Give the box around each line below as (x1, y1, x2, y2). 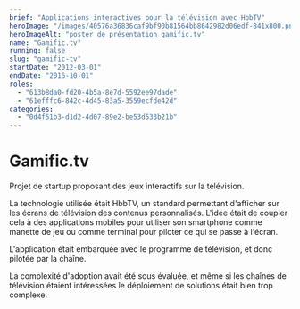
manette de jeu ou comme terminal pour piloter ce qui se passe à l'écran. (9, 227, 279, 238)
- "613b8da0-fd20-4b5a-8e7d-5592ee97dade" (17, 88, 178, 96)
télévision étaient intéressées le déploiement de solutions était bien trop (9, 280, 274, 291)
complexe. (9, 289, 47, 300)
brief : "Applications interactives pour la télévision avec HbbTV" (9, 13, 266, 22)
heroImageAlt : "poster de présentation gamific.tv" (9, 29, 205, 38)
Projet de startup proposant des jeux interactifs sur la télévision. (9, 180, 245, 192)
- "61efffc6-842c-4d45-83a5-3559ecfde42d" (17, 96, 178, 105)
